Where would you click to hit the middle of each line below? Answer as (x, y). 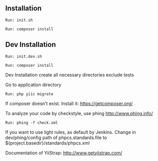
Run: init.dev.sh (24, 56)
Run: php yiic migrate (29, 94)
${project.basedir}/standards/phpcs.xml (48, 143)
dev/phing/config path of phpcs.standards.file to (56, 138)
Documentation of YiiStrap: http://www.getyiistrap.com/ (64, 153)
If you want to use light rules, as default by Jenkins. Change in (71, 132)
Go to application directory (33, 85)
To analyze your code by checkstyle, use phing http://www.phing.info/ (79, 113)
